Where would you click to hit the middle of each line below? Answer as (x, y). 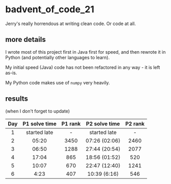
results (17, 99)
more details (26, 40)
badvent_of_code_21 (50, 9)
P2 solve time (103, 124)
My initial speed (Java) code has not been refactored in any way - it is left (83, 67)
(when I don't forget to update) (38, 111)
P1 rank (71, 124)
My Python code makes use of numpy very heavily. (58, 82)
